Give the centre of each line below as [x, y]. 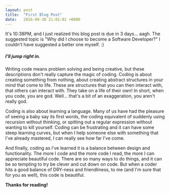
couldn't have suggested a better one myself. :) [55, 45]
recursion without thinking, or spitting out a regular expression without [79, 122]
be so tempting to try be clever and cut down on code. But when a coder [81, 164]
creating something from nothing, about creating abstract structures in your [84, 80]
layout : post [19, 10]
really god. [16, 102]
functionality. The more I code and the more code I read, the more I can [80, 153]
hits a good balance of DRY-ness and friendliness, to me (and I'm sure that [83, 170]
